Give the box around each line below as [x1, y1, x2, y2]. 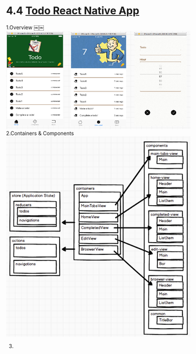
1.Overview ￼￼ [6, 23, 44, 30]
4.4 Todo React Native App [6, 4, 139, 18]
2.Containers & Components [6, 130, 74, 137]
